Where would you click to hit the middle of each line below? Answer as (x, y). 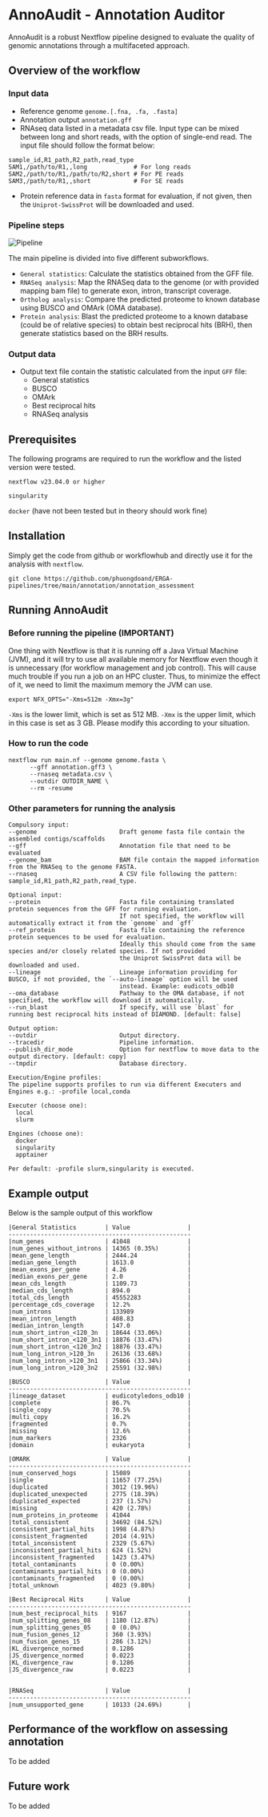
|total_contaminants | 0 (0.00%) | (100, 1564)
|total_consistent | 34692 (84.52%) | (100, 1522)
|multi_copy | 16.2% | (100, 1417)
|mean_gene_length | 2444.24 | (100, 1255)
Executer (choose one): (48, 1106)
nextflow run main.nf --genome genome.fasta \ (87, 760)
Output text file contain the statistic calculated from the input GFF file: (133, 371)
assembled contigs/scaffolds (57, 839)
